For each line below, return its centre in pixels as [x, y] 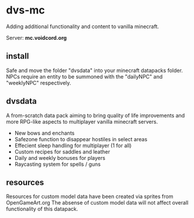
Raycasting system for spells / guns [57, 164]
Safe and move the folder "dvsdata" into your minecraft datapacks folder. [95, 70]
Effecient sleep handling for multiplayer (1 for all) [73, 145]
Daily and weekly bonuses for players [60, 158]
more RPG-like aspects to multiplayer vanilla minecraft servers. [82, 121]
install [18, 56]
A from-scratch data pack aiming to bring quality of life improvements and [96, 115]
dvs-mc [25, 10]
